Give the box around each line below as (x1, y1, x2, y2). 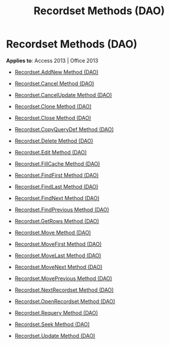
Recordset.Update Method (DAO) (14, 332, 96, 339)
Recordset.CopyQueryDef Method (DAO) (14, 125, 114, 133)
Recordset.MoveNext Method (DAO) (14, 263, 103, 270)
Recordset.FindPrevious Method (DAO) (14, 206, 109, 213)
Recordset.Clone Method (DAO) (14, 102, 91, 110)
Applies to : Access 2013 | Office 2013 (6, 57, 99, 64)
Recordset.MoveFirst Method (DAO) (14, 240, 102, 247)
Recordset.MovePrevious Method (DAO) (14, 275, 112, 282)
